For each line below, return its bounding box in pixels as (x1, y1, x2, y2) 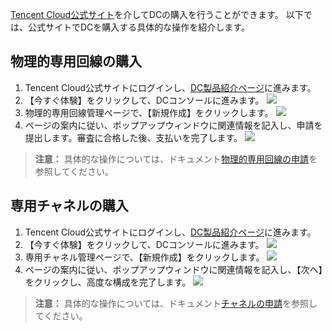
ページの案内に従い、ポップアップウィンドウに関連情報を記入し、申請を (24, 119, 323, 131)
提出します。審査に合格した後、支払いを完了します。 (24, 131, 243, 143)
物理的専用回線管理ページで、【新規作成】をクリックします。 (24, 106, 274, 118)
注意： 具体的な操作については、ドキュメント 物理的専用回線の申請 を (34, 153, 318, 165)
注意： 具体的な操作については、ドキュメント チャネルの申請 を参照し (34, 297, 318, 309)
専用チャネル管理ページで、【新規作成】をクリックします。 (24, 251, 265, 263)
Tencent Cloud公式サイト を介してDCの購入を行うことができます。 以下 (10, 9, 304, 20)
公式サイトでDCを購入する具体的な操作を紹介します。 (27, 21, 250, 33)
